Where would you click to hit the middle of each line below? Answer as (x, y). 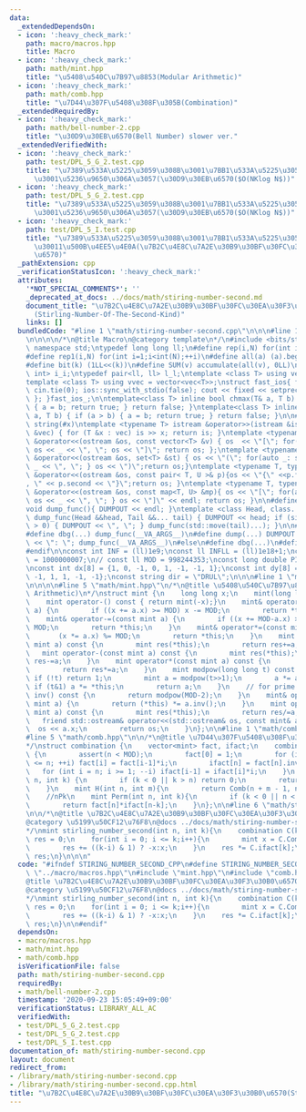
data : (20, 18)
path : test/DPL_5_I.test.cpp (81, 230)
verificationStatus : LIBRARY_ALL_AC (87, 1009)
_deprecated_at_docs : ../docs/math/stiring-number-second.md (144, 297)
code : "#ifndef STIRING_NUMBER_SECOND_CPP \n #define (118, 865)
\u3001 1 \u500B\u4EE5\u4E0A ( (87, 247)
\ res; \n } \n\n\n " (59, 856)
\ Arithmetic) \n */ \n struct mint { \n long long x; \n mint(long (158, 594)
